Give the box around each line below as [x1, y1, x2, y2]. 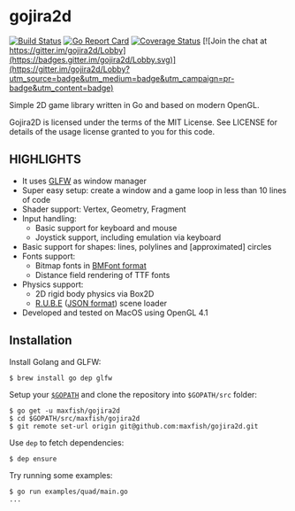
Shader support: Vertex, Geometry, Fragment [21, 204, 187, 214]
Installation [9, 333, 72, 348]
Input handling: [21, 213, 77, 223]
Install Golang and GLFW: [9, 356, 102, 367]
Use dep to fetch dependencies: [9, 437, 125, 448]
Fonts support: [21, 251, 76, 261]
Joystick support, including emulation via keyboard [34, 232, 222, 243]
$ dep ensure [9, 454, 57, 463]
